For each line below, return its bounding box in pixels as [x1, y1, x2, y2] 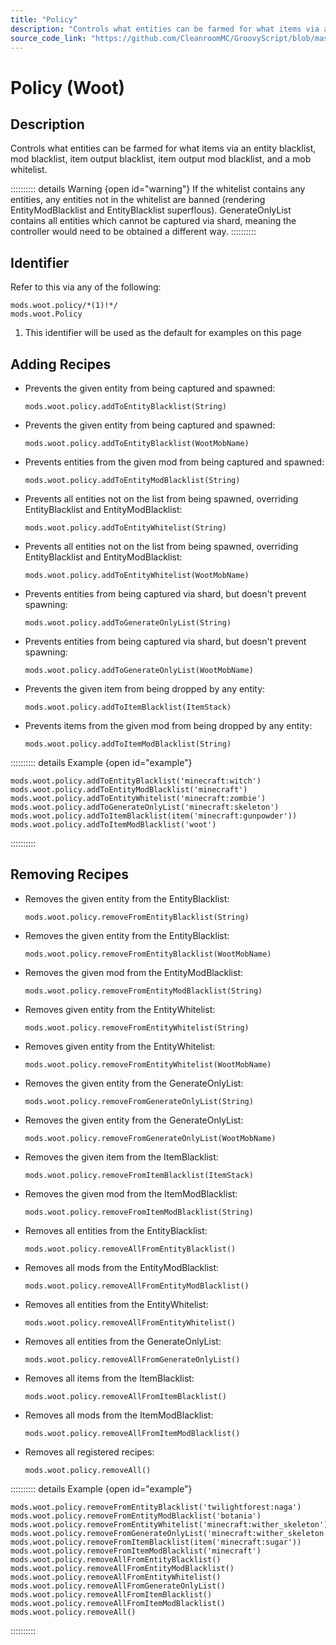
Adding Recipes [10, 356, 112, 373]
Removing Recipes [10, 866, 129, 883]
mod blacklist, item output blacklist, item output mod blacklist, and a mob [10, 153, 312, 165]
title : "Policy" [10, 14, 78, 25]
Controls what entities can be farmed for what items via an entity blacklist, [10, 142, 317, 155]
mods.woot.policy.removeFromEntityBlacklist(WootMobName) [24, 949, 272, 959]
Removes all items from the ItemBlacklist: [24, 1372, 195, 1384]
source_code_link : [10, 33, 87, 43]
